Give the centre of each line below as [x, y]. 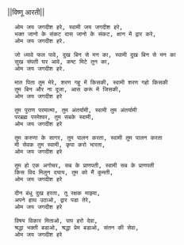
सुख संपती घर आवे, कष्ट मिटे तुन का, [63, 62]
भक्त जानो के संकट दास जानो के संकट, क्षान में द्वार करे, [85, 34]
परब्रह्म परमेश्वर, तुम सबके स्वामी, [54, 117]
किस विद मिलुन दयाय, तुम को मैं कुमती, [64, 172]
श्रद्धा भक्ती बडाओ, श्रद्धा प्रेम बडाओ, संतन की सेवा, [77, 228]
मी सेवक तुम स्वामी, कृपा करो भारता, [60, 145]
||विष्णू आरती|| [26, 12]
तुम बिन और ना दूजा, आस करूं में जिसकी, [68, 89]
